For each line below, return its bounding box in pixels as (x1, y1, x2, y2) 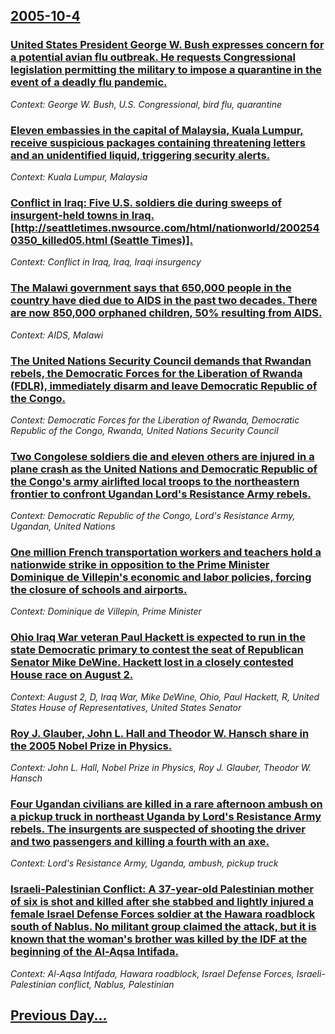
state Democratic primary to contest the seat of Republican (10, 643, 305, 657)
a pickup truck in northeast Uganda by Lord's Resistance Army (10, 809, 322, 823)
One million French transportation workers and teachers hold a (10, 545, 322, 559)
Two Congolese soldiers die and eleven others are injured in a (10, 449, 315, 463)
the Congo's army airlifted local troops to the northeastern (10, 474, 300, 488)
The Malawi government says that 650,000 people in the (10, 281, 292, 295)
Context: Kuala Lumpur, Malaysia (10, 170, 148, 183)
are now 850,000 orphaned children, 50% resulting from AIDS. (10, 306, 323, 320)
